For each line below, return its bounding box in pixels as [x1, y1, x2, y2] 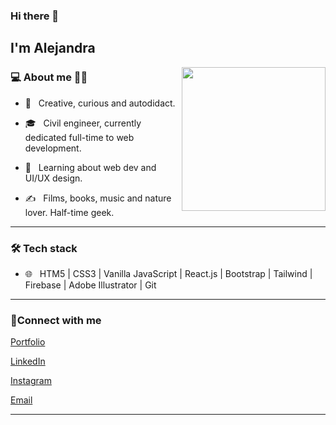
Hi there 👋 [10, 9, 60, 23]
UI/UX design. [24, 172, 83, 184]
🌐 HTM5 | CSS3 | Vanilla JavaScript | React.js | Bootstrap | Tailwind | [24, 267, 313, 279]
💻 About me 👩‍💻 [10, 70, 88, 84]
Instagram [10, 375, 52, 387]
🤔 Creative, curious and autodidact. [24, 97, 176, 109]
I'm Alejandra [10, 40, 96, 57]
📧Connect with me [10, 313, 102, 327]
